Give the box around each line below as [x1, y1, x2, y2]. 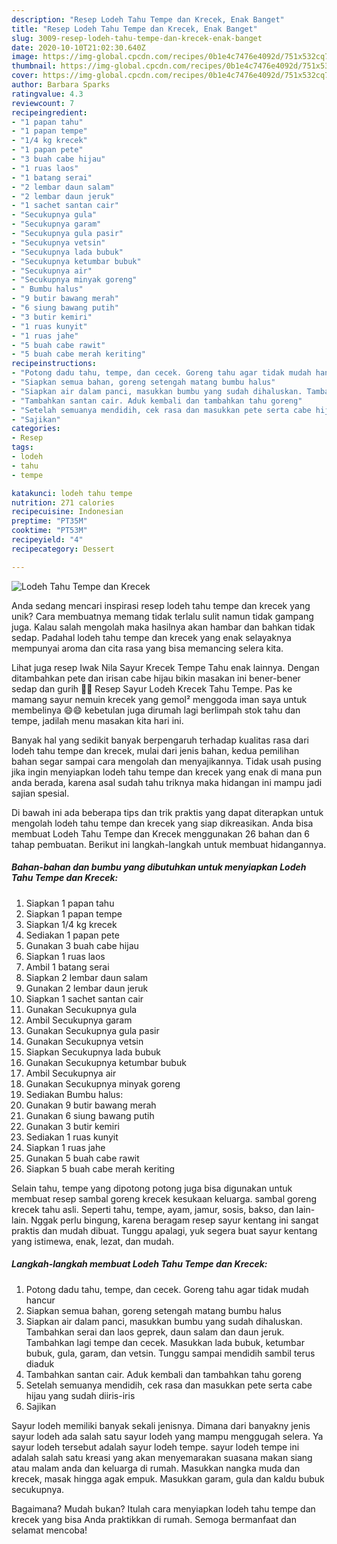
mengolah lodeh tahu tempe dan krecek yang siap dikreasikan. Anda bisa [11, 817, 314, 829]
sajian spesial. [11, 787, 70, 799]
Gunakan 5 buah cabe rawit [25, 1152, 140, 1164]
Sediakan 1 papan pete [25, 929, 120, 941]
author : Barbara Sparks [11, 80, 111, 90]
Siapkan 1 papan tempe [25, 907, 123, 920]
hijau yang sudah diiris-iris [25, 1389, 136, 1401]
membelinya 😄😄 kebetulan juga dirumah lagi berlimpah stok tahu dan [11, 704, 301, 716]
